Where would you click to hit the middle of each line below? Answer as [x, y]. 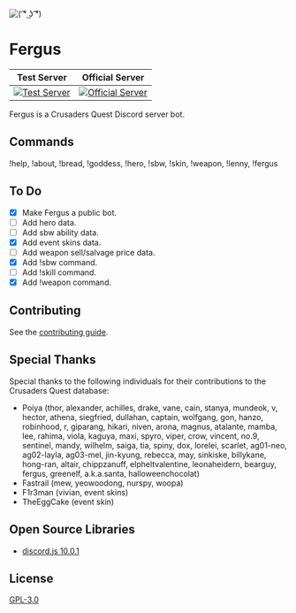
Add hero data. [49, 222]
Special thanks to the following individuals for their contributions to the [138, 381]
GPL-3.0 [24, 600]
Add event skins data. [61, 242]
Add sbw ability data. [60, 232]
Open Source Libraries [72, 529]
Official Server [113, 77]
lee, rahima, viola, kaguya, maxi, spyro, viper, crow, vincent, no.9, [140, 436]
